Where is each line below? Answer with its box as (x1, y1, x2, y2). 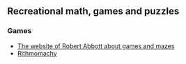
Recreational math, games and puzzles (7, 6, 180, 17)
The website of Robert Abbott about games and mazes (17, 41, 175, 50)
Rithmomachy (17, 49, 57, 57)
